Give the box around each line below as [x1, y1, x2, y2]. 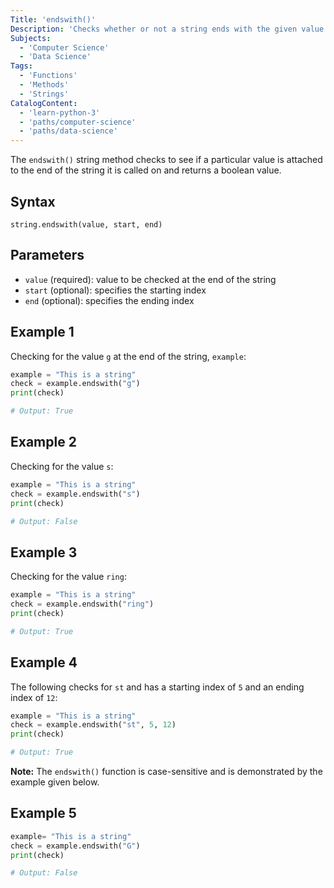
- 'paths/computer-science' [19, 117, 137, 127]
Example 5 [10, 805, 77, 822]
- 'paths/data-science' [19, 126, 118, 136]
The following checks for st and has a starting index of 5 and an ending [10, 681, 305, 693]
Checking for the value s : [10, 460, 114, 472]
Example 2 [10, 434, 77, 451]
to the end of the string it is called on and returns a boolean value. [10, 164, 282, 176]
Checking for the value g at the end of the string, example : [10, 350, 247, 362]
